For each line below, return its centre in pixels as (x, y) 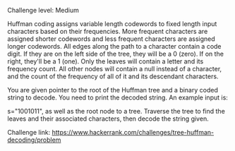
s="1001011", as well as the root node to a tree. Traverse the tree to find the (116, 111)
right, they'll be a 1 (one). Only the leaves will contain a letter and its (106, 61)
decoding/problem (34, 140)
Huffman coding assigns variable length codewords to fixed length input (112, 24)
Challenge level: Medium (43, 10)
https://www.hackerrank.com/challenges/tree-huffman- (133, 132)
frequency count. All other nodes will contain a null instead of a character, (115, 69)
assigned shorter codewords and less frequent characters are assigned (111, 39)
